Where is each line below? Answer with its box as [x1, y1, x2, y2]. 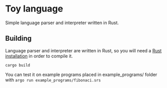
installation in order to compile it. [5, 53, 73, 59]
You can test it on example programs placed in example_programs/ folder [5, 71, 157, 77]
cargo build [5, 62, 30, 68]
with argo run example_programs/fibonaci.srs [5, 76, 101, 83]
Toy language [5, 3, 63, 15]
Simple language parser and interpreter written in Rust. [5, 20, 119, 26]
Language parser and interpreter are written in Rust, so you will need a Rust [5, 47, 162, 53]
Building [5, 34, 32, 43]
